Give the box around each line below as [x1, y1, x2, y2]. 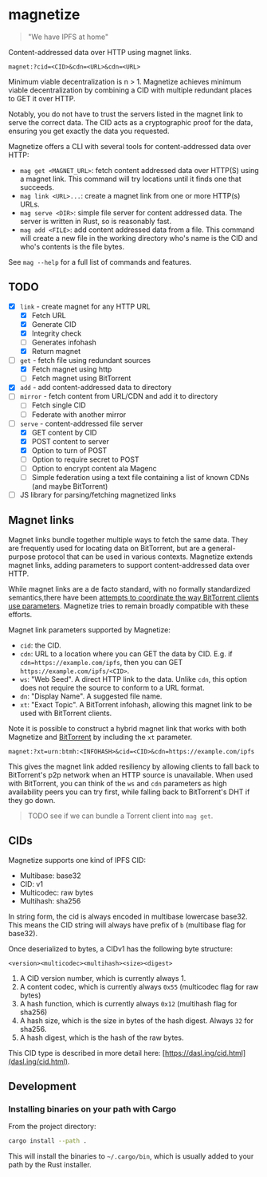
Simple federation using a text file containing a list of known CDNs [31, 472, 249, 482]
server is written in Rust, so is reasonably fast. [19, 216, 172, 226]
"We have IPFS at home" [27, 32, 109, 41]
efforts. [8, 609, 33, 619]
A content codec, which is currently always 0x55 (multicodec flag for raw [19, 982, 259, 991]
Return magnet [31, 347, 81, 356]
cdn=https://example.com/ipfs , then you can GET [19, 657, 183, 667]
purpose [8, 552, 36, 561]
